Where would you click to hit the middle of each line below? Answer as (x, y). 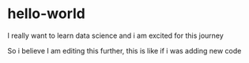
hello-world (47, 14)
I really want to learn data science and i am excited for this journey (116, 35)
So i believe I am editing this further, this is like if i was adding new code (124, 50)
